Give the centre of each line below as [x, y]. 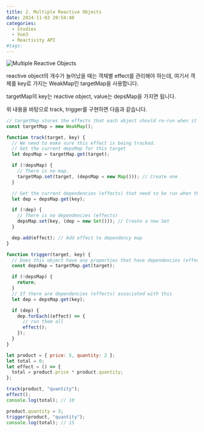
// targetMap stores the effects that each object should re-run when [97, 120]
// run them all [43, 322]
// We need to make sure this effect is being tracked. [84, 143]
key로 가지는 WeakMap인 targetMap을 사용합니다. [78, 83]
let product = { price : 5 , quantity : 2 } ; [61, 355]
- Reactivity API [34, 40]
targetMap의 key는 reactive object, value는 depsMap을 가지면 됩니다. [91, 96]
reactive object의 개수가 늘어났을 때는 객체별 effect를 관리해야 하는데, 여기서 [98, 75]
